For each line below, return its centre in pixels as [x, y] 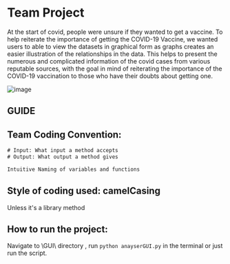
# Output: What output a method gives [63, 157]
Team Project [46, 13]
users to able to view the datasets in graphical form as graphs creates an [111, 46]
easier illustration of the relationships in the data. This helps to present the [113, 54]
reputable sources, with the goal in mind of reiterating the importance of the [115, 68]
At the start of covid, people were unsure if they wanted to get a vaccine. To [115, 32]
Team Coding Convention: [64, 134]
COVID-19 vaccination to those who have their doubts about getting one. [110, 76]
